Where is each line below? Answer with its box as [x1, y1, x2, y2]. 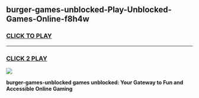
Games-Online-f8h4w [6, 14, 90, 24]
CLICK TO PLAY [6, 32, 52, 40]
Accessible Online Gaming [6, 85, 73, 92]
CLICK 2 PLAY [6, 54, 47, 62]
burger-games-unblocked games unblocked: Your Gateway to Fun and [6, 78, 184, 86]
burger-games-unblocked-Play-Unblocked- [6, 5, 172, 15]
